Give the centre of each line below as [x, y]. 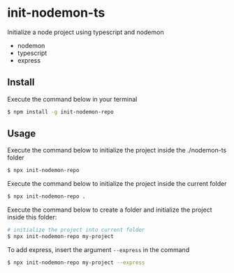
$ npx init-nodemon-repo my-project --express [76, 263]
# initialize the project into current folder [76, 230]
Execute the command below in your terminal [72, 99]
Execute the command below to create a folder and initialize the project [110, 210]
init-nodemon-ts [56, 13]
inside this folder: [32, 217]
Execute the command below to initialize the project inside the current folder [117, 184]
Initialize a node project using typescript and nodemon [86, 32]
